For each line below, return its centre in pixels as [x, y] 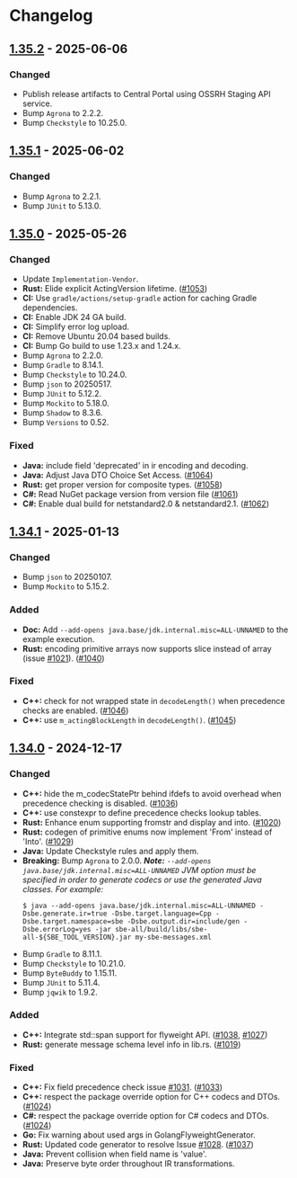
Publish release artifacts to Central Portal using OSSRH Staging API [146, 94]
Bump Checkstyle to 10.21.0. [74, 963]
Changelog [51, 16]
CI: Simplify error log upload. [76, 327]
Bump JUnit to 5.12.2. [62, 394]
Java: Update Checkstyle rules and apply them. [110, 851]
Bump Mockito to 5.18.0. [66, 403]
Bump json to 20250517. [67, 384]
